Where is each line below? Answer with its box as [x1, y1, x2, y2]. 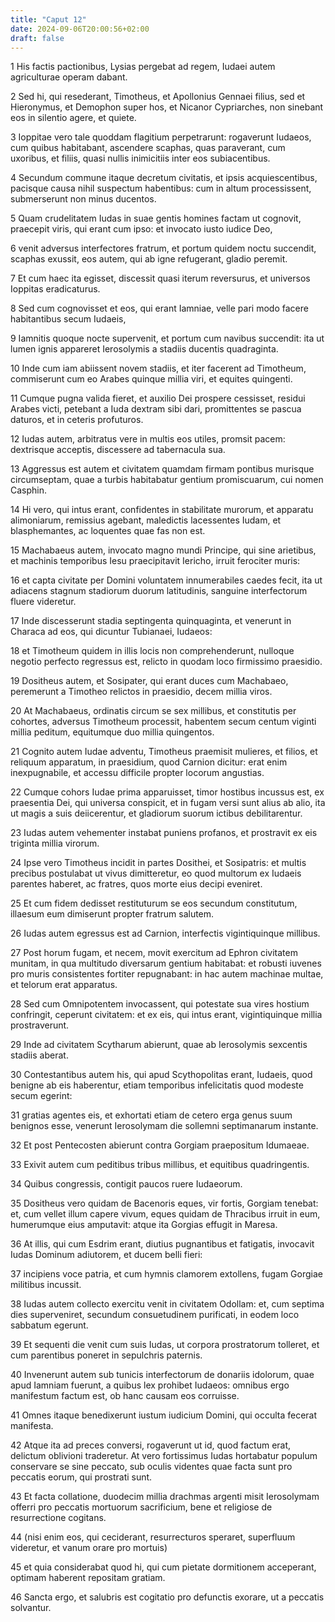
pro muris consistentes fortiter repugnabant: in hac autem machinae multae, [10, 968, 324, 980]
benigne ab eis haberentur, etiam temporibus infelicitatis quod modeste [10, 1079, 304, 1091]
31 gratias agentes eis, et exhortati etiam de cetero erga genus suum [10, 1109, 293, 1121]
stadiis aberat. [10, 1049, 69, 1061]
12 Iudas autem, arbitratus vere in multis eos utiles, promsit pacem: [10, 433, 286, 445]
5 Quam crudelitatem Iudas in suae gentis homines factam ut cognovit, [10, 212, 302, 225]
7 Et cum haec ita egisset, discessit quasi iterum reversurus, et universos [10, 272, 311, 285]
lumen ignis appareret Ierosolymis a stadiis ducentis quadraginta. [10, 343, 279, 355]
